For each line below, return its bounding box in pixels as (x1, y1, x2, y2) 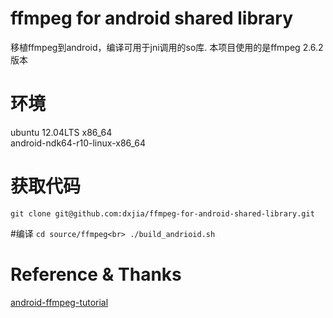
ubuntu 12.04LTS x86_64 (10, 126, 113, 138)
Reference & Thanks (10, 263, 182, 286)
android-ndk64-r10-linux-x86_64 (10, 137, 147, 149)
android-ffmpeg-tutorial (10, 296, 109, 308)
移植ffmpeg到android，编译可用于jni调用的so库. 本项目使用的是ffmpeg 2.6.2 (10, 41, 324, 53)
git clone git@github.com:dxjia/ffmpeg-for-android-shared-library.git (10, 208, 315, 219)
